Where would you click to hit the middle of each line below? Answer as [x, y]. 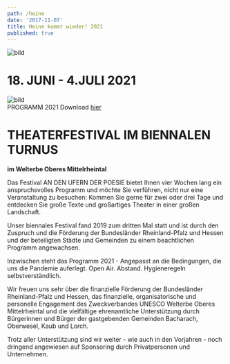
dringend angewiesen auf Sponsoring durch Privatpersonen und [99, 347]
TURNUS [33, 150]
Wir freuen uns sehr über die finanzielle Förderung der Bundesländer [105, 289]
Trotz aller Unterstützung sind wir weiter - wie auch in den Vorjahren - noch [115, 340]
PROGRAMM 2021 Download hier [54, 107]
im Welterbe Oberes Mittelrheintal [57, 169]
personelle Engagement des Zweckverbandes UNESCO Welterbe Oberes [111, 304]
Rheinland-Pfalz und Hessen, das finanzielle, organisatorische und [102, 297]
